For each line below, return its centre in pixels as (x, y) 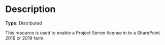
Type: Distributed (24, 23)
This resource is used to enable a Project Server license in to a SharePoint (83, 32)
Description (30, 9)
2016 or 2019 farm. (25, 38)
